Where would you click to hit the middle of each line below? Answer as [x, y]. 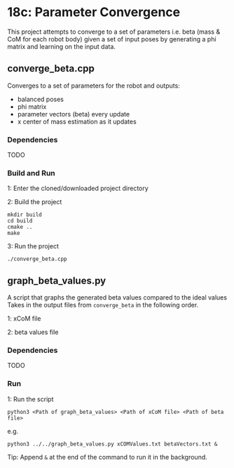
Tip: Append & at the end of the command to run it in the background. [108, 457]
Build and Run [32, 173]
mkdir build [25, 215]
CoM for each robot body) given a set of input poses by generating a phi [112, 39]
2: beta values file [33, 332]
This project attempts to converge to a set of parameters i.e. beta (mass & [114, 32]
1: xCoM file [24, 319]
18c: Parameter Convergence [94, 12]
